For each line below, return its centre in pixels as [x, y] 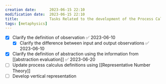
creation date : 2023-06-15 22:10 [45, 10]
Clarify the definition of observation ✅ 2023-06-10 [64, 38]
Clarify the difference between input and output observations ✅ [84, 43]
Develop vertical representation [44, 76]
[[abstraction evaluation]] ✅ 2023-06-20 [54, 59]
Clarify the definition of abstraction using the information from [75, 54]
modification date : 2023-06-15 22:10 [45, 14]
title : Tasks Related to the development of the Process [79, 19]
